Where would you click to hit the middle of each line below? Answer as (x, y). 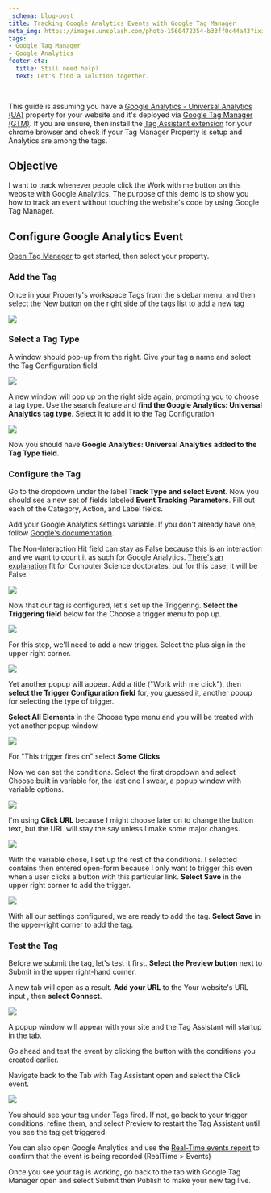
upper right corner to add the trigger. (70, 886)
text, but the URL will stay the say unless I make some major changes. (124, 829)
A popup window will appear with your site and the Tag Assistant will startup (135, 1027)
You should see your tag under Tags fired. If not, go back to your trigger (128, 1115)
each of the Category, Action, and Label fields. (86, 509)
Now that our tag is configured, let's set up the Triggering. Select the (123, 605)
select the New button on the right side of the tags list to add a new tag (126, 303)
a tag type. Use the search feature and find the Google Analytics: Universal (135, 404)
